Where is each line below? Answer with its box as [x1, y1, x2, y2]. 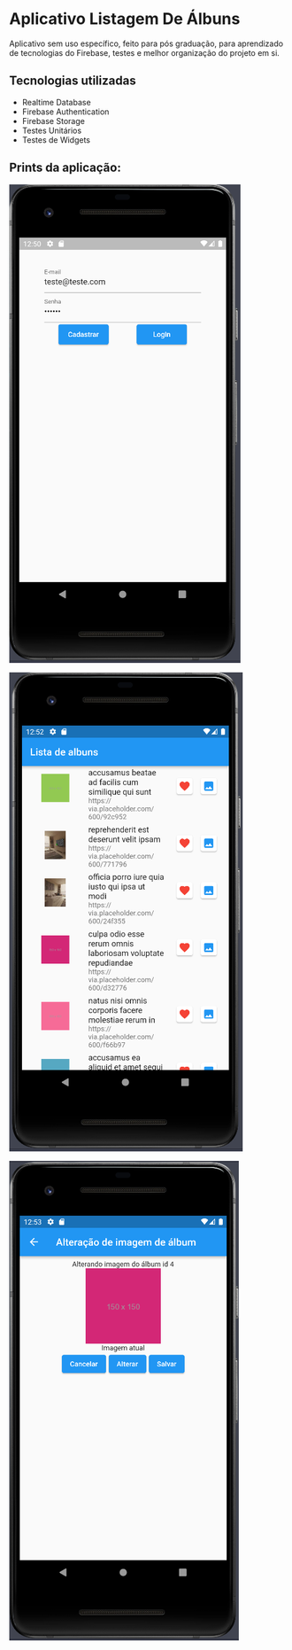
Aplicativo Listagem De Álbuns [9, 9, 241, 29]
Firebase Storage [21, 115, 86, 126]
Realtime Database [21, 97, 91, 107]
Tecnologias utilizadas [9, 74, 136, 89]
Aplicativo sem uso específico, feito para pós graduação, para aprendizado [9, 38, 284, 49]
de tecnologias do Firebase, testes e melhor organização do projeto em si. [9, 47, 280, 58]
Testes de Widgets [21, 134, 91, 145]
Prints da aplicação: [9, 160, 121, 175]
